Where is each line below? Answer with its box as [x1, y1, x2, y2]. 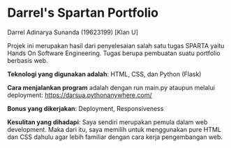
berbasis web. [7, 56, 48, 64]
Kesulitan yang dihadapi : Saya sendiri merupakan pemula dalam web [7, 117, 208, 126]
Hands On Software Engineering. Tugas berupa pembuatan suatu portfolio [7, 49, 221, 57]
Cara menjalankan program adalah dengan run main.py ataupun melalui [7, 83, 215, 91]
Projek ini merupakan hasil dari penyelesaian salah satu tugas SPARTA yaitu [7, 41, 225, 50]
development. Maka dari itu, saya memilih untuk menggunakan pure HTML [7, 125, 221, 133]
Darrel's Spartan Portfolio [7, 5, 159, 21]
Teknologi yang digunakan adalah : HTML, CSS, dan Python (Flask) [7, 70, 202, 78]
